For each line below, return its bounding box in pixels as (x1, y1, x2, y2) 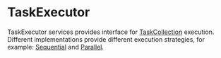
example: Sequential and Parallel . (7, 42, 104, 51)
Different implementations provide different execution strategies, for (7, 35, 205, 43)
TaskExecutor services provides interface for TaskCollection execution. (7, 28, 215, 36)
